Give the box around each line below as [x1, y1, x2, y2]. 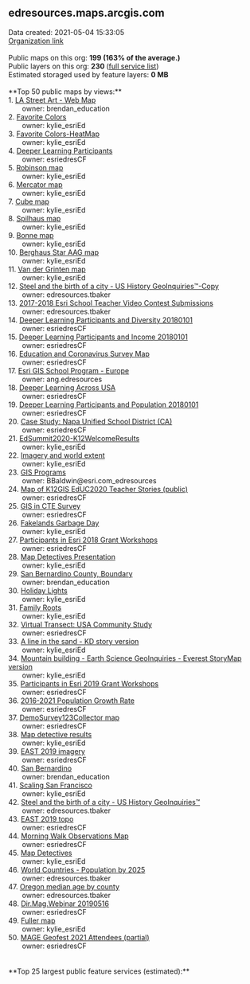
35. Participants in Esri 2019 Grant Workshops [8, 678, 159, 688]
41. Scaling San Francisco [8, 780, 93, 790]
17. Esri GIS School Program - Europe [8, 365, 130, 375]
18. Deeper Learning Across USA [8, 382, 116, 392]
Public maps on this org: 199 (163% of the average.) [8, 53, 181, 62]
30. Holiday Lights [8, 585, 68, 595]
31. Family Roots [8, 603, 62, 612]
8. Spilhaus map [8, 213, 61, 223]
